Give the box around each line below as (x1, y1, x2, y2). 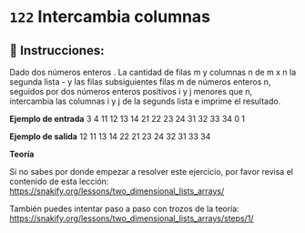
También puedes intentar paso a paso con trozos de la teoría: (9, 203, 239, 214)
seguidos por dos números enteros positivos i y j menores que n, (9, 86, 253, 96)
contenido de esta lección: (9, 176, 109, 187)
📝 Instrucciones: (9, 43, 105, 58)
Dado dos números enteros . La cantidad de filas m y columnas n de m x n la (9, 66, 297, 77)
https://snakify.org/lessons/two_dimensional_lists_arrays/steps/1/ (9, 213, 254, 224)
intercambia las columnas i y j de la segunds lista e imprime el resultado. (9, 96, 281, 106)
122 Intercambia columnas (9, 6, 211, 27)
